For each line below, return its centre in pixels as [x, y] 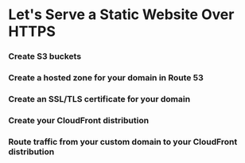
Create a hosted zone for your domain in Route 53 [106, 78]
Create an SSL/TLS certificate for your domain [99, 99]
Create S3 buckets [45, 56]
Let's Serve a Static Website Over [121, 15]
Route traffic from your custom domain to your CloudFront [123, 142]
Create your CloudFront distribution [79, 120]
